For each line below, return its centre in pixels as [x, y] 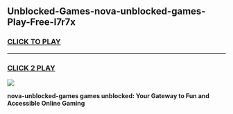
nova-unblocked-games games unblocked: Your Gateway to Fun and [109, 95]
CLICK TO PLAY [34, 42]
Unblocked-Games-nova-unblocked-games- [106, 11]
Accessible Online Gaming [46, 103]
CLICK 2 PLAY [31, 68]
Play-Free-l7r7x [42, 22]
